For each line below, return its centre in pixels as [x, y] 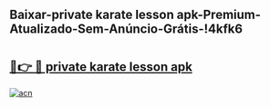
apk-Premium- [219, 15]
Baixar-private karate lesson [92, 15]
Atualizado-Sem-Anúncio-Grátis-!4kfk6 [126, 29]
